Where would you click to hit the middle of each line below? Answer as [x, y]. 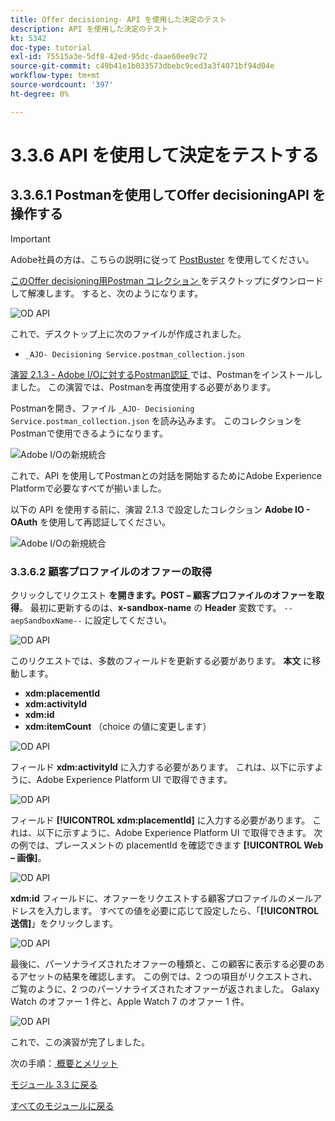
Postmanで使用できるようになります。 [89, 433]
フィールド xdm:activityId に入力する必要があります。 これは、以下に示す [162, 767]
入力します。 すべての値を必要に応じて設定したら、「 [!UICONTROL [182, 910]
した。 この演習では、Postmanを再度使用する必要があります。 [147, 387]
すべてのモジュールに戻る [62, 1105]
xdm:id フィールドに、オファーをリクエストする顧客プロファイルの [148, 898]
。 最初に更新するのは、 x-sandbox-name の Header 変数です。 [150, 607]
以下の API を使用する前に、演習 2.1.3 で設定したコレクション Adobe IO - [160, 509]
